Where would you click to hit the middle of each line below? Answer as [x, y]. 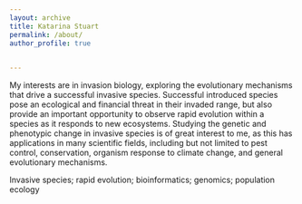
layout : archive [40, 18]
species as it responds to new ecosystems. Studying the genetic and [138, 124]
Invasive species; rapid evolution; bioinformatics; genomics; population [142, 180]
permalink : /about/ [46, 34]
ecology [24, 189]
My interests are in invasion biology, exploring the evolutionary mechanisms [151, 85]
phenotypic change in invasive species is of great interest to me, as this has [151, 133]
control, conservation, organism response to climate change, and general [146, 153]
